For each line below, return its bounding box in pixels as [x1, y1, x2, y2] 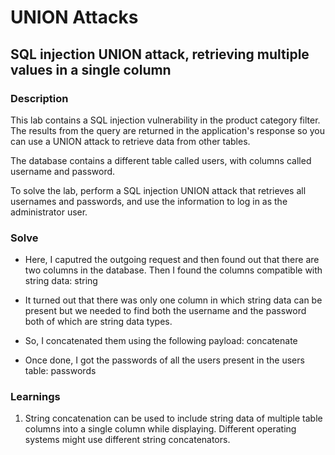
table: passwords [24, 365, 97, 377]
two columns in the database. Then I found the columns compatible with [24, 264, 323, 276]
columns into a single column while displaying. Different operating [24, 423, 297, 435]
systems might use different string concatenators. [24, 434, 231, 446]
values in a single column [10, 61, 172, 78]
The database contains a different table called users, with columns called [10, 154, 312, 166]
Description [10, 91, 69, 105]
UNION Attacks [10, 6, 139, 29]
